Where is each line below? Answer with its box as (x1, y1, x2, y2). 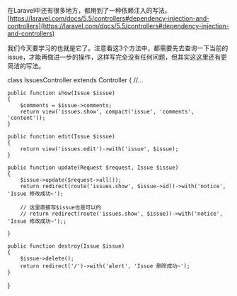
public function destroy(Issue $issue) (7, 243, 125, 250)
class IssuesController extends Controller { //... (7, 76, 144, 84)
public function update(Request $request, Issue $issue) (7, 164, 179, 171)
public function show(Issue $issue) (7, 89, 115, 97)
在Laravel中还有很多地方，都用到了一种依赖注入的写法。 (7, 6, 171, 14)
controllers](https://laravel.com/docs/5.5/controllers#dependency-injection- (7, 22, 230, 30)
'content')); (7, 114, 46, 121)
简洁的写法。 (7, 62, 45, 70)
